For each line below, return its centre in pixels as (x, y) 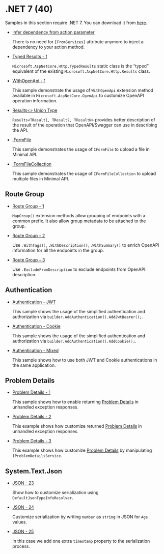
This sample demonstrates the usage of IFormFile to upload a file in (81, 149)
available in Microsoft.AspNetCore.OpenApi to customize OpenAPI (78, 95)
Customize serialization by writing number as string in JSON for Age (80, 517)
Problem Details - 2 (32, 417)
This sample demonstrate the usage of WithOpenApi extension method (83, 90)
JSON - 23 (23, 483)
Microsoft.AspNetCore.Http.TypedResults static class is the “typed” (80, 66)
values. (19, 522)
